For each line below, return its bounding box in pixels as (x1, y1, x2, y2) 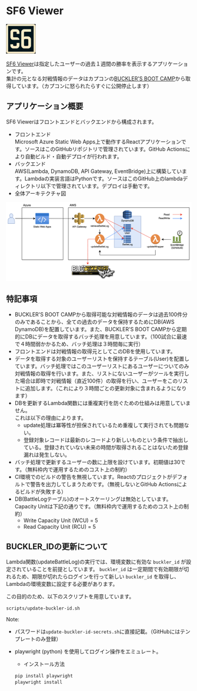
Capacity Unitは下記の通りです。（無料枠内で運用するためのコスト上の (14, 503, 184, 510)
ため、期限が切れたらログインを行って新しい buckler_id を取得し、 (16, 573, 179, 580)
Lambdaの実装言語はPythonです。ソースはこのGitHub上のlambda (24, 175, 183, 182)
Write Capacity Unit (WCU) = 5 (23, 517, 98, 524)
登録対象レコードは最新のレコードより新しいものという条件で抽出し (23, 436, 189, 444)
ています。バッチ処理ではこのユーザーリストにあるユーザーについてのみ (14, 362, 189, 370)
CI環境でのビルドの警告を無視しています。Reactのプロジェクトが (14, 473, 172, 480)
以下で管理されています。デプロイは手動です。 (40, 182, 153, 190)
